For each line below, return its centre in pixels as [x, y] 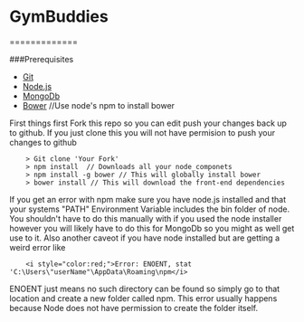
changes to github [43, 142]
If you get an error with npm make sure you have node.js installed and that [148, 199]
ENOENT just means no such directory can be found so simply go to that [145, 289]
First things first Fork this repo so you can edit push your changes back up [148, 123]
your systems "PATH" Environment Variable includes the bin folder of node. [150, 209]
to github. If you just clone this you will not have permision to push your [142, 132]
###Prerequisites [42, 59]
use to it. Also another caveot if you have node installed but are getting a [145, 238]
